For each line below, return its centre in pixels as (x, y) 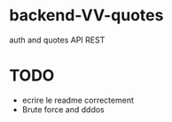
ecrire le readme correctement (78, 100)
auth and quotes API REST (57, 40)
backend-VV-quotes (86, 15)
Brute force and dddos (63, 109)
